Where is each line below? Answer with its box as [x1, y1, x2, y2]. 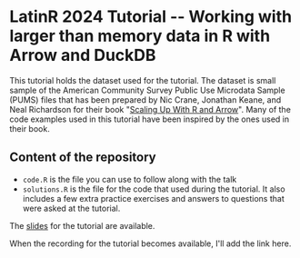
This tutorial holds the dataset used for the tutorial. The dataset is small [9, 74, 276, 85]
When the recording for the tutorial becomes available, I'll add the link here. [9, 238, 292, 249]
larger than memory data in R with [9, 25, 271, 46]
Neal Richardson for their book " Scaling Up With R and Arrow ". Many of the [9, 104, 291, 114]
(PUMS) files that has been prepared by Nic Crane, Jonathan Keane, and [9, 94, 282, 105]
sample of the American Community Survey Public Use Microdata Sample [9, 84, 285, 95]
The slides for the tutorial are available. [9, 220, 155, 231]
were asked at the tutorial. [22, 203, 121, 213]
